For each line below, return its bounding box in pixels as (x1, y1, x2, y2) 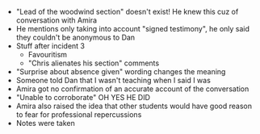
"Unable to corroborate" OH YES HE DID (15, 93, 151, 102)
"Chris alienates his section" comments (27, 58, 160, 68)
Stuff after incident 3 (15, 41, 85, 51)
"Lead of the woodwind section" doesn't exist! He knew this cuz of (15, 7, 239, 16)
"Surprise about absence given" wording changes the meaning (15, 67, 226, 76)
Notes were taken (15, 119, 75, 128)
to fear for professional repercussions (15, 110, 142, 119)
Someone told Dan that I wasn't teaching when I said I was (15, 76, 212, 85)
